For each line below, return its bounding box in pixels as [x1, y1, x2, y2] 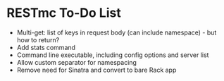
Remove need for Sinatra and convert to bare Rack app [16, 66, 177, 74]
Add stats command [16, 43, 75, 51]
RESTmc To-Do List [6, 5, 121, 21]
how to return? [16, 35, 60, 44]
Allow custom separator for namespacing [16, 58, 137, 66]
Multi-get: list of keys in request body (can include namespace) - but [16, 28, 217, 37]
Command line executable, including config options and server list [16, 51, 209, 59]
